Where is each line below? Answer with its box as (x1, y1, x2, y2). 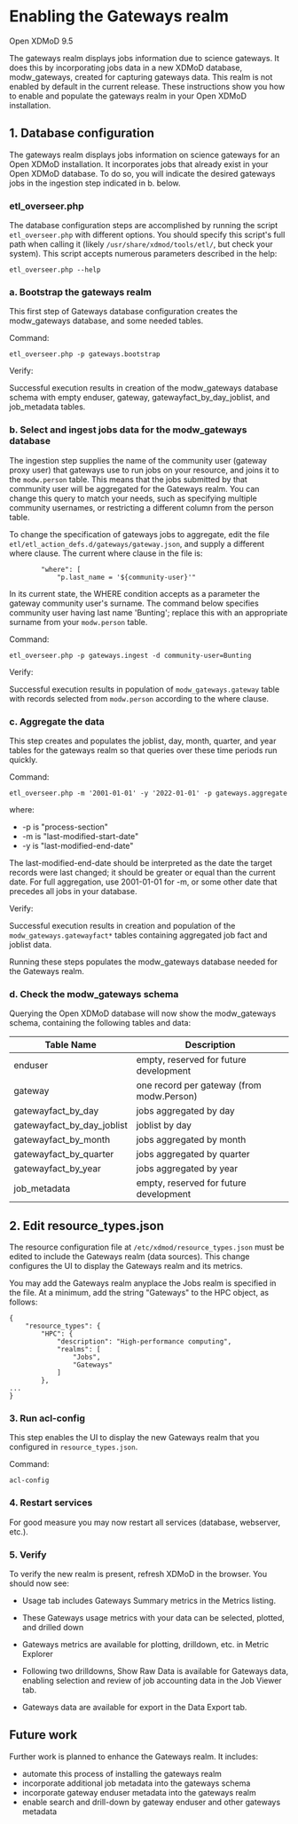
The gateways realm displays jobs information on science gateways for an (9, 149, 280, 160)
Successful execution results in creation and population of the (9, 920, 236, 931)
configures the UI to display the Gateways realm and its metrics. (9, 1261, 243, 1272)
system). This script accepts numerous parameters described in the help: (9, 249, 278, 259)
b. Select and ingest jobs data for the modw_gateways (9, 424, 247, 436)
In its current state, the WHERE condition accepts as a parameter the (9, 588, 260, 599)
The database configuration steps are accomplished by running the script (9, 220, 278, 231)
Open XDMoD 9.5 (9, 36, 74, 46)
